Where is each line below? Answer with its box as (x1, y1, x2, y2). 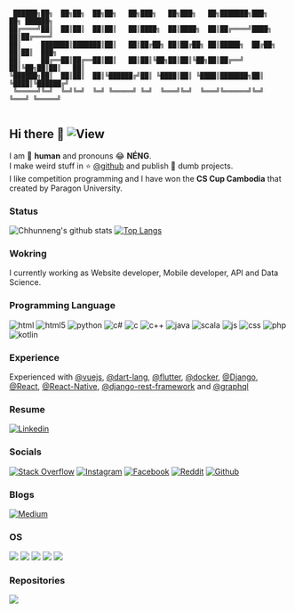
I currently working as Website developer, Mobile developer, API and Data (9, 267, 279, 278)
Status (9, 205, 38, 217)
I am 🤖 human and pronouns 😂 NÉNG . (9, 150, 152, 161)
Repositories (9, 575, 66, 587)
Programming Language (9, 299, 116, 312)
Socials (9, 445, 42, 458)
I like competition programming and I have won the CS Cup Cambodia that (9, 173, 282, 184)
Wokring (9, 248, 47, 260)
